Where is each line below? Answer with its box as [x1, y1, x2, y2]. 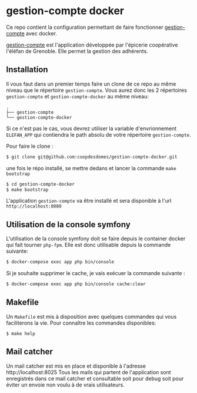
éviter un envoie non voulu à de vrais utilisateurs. [6, 381, 125, 388]
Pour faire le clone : [6, 143, 54, 150]
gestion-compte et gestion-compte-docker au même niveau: [6, 93, 149, 100]
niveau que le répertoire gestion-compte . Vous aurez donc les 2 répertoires [6, 87, 187, 94]
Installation [6, 65, 48, 75]
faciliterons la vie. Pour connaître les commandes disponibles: [6, 319, 156, 326]
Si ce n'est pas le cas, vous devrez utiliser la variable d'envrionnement [6, 125, 177, 132]
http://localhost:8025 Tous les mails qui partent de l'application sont [6, 368, 172, 375]
